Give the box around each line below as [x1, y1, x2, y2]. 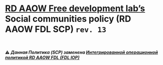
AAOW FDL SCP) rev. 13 [5, 24, 106, 35]
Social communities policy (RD [5, 13, 131, 24]
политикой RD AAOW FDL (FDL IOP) [5, 54, 80, 60]
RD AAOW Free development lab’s [5, 3, 145, 14]
